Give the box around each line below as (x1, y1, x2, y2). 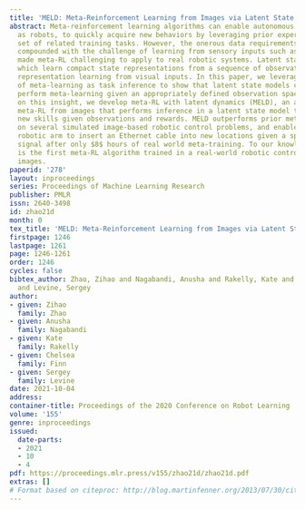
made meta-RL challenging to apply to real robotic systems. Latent (17, 55, 282, 64)
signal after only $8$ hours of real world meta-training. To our (17, 140, 274, 149)
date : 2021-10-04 (9, 385, 75, 394)
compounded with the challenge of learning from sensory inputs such (17, 47, 286, 56)
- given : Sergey (9, 367, 71, 377)
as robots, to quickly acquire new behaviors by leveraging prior (17, 30, 274, 39)
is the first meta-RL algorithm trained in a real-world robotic (17, 148, 271, 157)
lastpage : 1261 (9, 241, 67, 250)
